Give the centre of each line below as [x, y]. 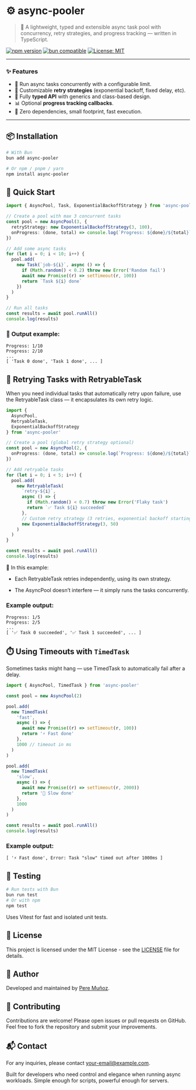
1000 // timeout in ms [44, 744]
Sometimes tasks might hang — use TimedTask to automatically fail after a [96, 669]
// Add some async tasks [36, 249]
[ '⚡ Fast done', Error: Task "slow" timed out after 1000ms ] [85, 858]
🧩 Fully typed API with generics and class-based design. [83, 97]
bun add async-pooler [32, 158]
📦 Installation [32, 136]
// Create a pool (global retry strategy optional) [70, 443]
